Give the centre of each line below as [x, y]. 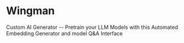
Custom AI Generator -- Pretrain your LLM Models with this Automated [92, 27]
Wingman [30, 11]
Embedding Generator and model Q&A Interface [64, 33]
